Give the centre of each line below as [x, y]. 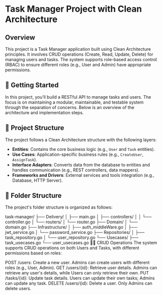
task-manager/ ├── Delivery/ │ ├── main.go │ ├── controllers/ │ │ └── [79, 217]
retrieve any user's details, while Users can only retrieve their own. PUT [77, 273]
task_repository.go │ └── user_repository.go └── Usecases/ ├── [72, 237]
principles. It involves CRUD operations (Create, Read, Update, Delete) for [79, 54]
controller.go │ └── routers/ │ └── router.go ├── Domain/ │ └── [71, 222]
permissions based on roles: [33, 253]
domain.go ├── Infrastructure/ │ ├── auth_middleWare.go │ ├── [71, 227]
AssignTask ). [25, 159]
